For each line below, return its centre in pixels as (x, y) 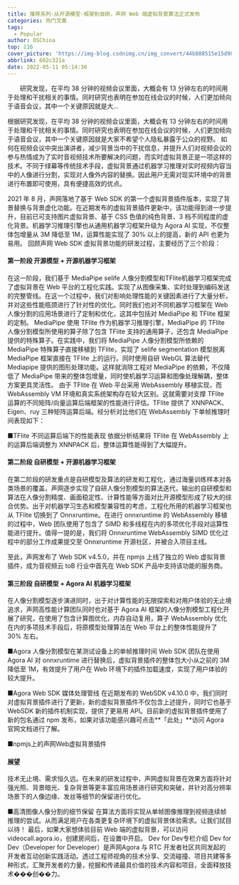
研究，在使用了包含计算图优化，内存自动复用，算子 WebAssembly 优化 (123, 619)
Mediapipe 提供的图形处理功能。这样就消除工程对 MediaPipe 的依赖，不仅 (116, 367)
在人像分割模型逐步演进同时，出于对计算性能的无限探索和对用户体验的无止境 (119, 601)
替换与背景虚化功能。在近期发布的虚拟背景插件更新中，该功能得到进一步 (119, 207)
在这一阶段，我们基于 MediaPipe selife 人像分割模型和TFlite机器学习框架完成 (119, 278)
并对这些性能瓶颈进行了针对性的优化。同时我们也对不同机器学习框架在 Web (118, 304)
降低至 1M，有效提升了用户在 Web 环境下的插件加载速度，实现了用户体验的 (117, 669)
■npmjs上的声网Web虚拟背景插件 (57, 744)
